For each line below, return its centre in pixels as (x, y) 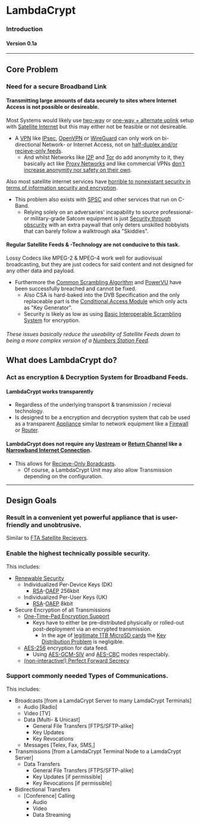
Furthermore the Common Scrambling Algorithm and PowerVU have (98, 282)
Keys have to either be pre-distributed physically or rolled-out (108, 622)
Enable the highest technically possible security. (78, 554)
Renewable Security (39, 578)
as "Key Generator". (48, 308)
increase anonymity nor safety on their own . (78, 170)
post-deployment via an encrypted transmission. (92, 629)
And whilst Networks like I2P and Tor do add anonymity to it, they (104, 157)
